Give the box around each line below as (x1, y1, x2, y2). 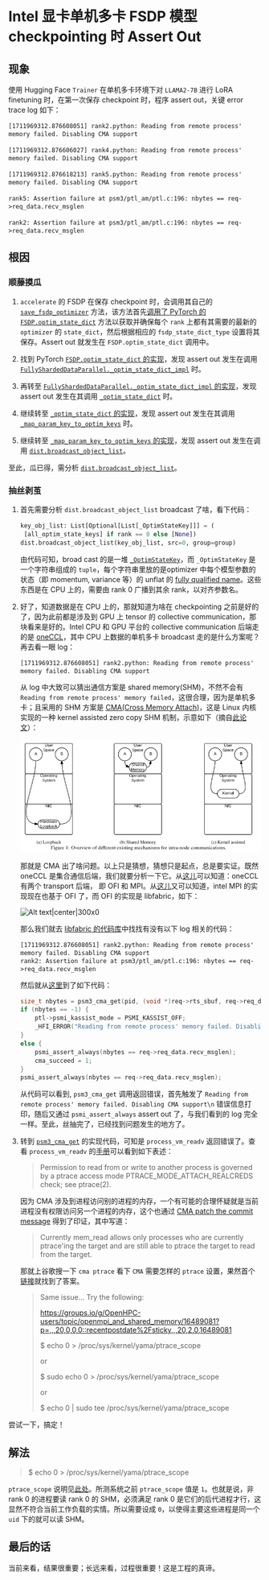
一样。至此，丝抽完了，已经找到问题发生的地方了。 (19, 1119, 190, 1129)
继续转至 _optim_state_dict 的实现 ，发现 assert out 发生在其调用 (19, 408, 235, 418)
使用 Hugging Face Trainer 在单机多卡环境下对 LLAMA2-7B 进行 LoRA (8, 85, 234, 94)
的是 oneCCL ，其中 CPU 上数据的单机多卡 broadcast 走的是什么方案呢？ (19, 631, 260, 641)
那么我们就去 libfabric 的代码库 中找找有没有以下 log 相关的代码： (19, 924, 234, 933)
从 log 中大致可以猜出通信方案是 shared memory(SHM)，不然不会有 (19, 682, 243, 692)
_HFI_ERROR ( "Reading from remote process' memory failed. (35, 1023, 233, 1031)
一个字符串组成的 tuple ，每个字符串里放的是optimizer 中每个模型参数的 (19, 565, 257, 574)
